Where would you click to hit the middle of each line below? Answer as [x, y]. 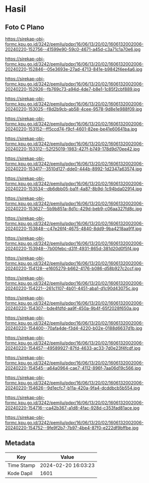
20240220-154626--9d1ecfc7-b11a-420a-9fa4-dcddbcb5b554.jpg [73, 388]
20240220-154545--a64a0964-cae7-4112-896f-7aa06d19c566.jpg [73, 368]
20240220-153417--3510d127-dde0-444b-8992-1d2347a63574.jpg [74, 169]
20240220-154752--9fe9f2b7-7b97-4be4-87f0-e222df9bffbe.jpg [72, 428]
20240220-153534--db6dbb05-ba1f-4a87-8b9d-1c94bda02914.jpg [74, 189]
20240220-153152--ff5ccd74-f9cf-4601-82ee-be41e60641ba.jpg [71, 129]
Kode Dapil [20, 473]
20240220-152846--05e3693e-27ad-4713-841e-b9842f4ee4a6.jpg [74, 69]
